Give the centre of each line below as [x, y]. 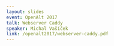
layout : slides [25, 12]
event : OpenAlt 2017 [32, 17]
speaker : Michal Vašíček [37, 28]
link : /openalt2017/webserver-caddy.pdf [58, 34]
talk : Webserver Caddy [34, 23]
